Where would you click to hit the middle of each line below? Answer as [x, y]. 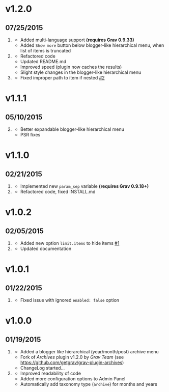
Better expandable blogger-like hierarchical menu [72, 129]
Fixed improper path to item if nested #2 [63, 78]
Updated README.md [43, 61]
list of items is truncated [46, 51]
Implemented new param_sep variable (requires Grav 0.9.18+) [84, 186]
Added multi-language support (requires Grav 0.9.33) [77, 40]
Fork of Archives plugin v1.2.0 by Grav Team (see [72, 357]
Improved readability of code [51, 373]
